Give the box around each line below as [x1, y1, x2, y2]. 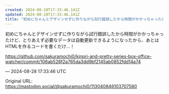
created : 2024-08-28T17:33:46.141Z [5, 7, 80, 12]
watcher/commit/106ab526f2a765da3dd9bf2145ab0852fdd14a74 [5, 58, 141, 65]
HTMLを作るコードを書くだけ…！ [5, 43, 75, 49]
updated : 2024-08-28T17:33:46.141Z [5, 12, 80, 17]
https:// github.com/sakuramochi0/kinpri [5, 53, 88, 59]
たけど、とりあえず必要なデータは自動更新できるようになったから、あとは [5, 37, 159, 43]
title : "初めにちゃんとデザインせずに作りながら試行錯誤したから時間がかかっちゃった [5, 16, 162, 21]
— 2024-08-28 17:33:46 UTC [5, 68, 66, 74]
